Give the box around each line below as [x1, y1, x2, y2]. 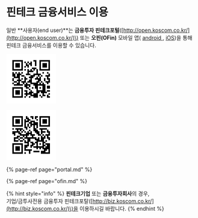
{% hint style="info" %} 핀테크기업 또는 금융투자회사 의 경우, [6, 190, 150, 197]
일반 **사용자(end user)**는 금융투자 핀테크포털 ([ [6, 26, 123, 34]
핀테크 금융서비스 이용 [6, 5, 108, 19]
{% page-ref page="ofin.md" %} [6, 177, 87, 184]
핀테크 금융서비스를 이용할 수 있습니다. [6, 42, 96, 49]
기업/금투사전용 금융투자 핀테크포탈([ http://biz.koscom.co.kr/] [6, 197, 154, 205]
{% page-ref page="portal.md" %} [6, 166, 93, 173]
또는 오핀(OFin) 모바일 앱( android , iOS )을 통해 [79, 34, 193, 41]
